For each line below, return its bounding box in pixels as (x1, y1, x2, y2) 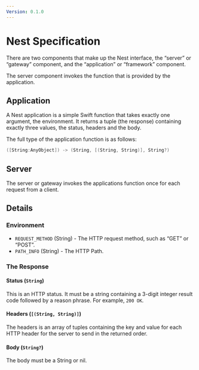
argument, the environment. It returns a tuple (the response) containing (6, 118, 182, 125)
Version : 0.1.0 (6, 8, 44, 15)
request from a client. (6, 186, 59, 193)
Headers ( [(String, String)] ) (6, 310, 82, 317)
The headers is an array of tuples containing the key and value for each (6, 323, 182, 331)
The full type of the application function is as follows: (6, 135, 137, 143)
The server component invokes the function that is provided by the (6, 72, 171, 79)
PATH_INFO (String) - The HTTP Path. (14, 247, 104, 254)
